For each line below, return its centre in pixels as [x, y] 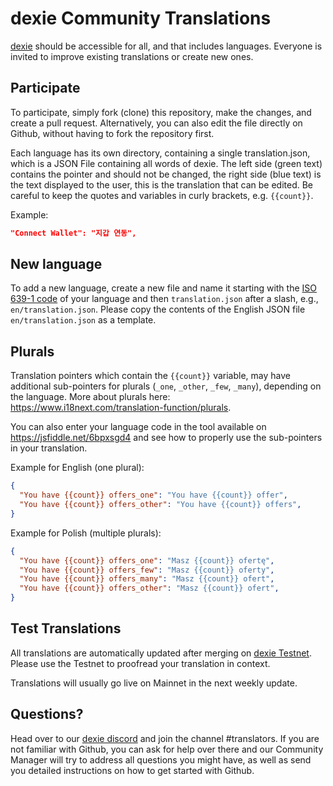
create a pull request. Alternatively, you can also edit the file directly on [156, 123]
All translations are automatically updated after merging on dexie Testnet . [161, 653]
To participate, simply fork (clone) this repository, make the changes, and [161, 112]
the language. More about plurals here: [90, 397]
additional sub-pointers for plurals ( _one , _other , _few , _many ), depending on [166, 386]
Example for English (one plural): [77, 468]
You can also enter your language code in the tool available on [138, 427]
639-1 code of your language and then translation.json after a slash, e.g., [164, 299]
